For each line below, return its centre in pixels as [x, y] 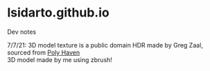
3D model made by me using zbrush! [60, 59]
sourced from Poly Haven [44, 52]
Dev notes [22, 32]
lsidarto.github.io [58, 13]
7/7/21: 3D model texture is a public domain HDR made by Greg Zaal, [105, 45]
